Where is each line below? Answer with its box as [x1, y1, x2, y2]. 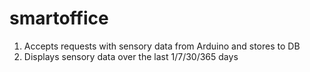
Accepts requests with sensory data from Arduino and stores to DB [23, 40, 301, 52]
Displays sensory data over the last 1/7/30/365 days [23, 50, 239, 62]
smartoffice [9, 7, 109, 30]
